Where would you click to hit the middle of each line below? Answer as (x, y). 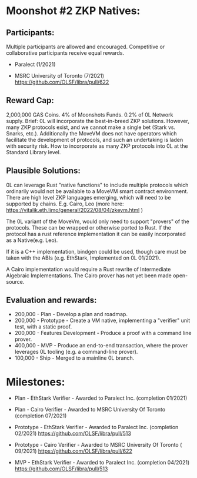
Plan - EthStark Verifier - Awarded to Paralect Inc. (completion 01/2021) (101, 398)
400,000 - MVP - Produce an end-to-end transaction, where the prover (101, 346)
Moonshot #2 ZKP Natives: (73, 11)
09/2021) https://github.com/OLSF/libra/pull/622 (73, 451)
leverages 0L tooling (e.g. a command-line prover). (76, 352)
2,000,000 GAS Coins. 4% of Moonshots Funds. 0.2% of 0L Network (90, 114)
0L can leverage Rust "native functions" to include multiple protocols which (97, 185)
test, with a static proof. (43, 327)
